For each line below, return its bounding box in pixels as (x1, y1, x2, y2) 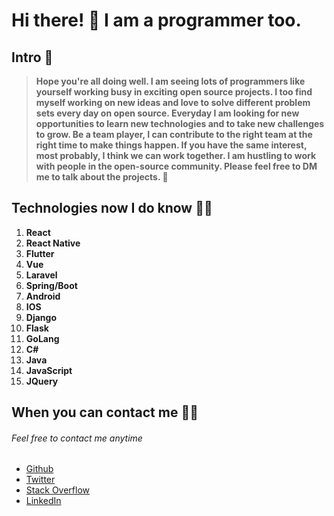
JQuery (25, 375, 59, 387)
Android (25, 290, 61, 302)
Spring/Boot (25, 279, 78, 291)
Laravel (25, 269, 58, 281)
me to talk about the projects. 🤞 (35, 171, 169, 183)
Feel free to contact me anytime (11, 432, 143, 444)
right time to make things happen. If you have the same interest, (35, 139, 308, 151)
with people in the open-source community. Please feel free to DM (35, 160, 318, 172)
